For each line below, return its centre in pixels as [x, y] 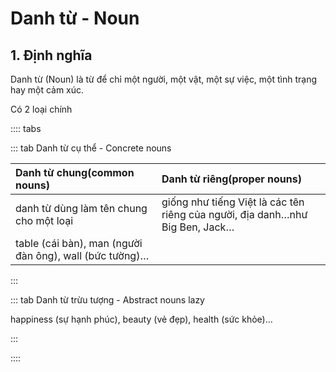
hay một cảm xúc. [47, 90]
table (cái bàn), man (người [79, 243]
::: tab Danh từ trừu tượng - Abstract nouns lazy [107, 300]
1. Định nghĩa [51, 55]
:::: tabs [26, 128]
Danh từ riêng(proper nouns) [231, 179]
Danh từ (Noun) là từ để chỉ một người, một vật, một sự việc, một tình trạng [164, 79]
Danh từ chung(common [75, 172]
